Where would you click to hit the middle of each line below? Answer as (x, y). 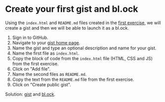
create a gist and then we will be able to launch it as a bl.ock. (67, 28)
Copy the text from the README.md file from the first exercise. (73, 79)
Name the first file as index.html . (46, 53)
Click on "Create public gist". (42, 84)
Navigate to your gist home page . (46, 42)
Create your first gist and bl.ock (72, 9)
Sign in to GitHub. (30, 37)
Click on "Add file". (31, 69)
